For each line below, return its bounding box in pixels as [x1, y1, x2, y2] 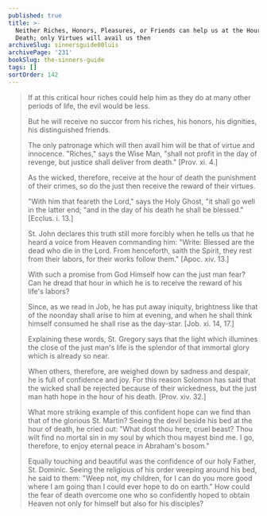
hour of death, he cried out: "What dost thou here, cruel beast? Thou [27, 424, 253, 433]
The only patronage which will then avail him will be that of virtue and [27, 140, 255, 149]
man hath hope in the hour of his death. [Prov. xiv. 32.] [27, 391, 207, 402]
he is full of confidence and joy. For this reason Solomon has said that [27, 374, 257, 384]
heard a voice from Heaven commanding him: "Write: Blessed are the [27, 237, 255, 246]
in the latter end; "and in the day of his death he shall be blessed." [27, 204, 244, 215]
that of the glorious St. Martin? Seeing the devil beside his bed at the [27, 415, 253, 425]
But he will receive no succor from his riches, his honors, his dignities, [27, 116, 257, 126]
